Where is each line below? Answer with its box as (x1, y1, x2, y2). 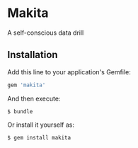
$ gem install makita (7, 134, 71, 141)
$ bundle (7, 108, 33, 115)
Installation (7, 49, 58, 61)
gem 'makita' (7, 81, 46, 89)
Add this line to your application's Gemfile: (7, 67, 131, 76)
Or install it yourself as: (7, 120, 74, 129)
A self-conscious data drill (7, 28, 84, 37)
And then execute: (7, 94, 61, 103)
